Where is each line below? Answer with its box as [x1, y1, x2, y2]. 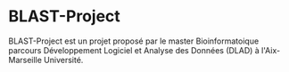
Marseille [8, 54, 42, 65]
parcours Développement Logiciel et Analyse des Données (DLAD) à [8, 44, 260, 55]
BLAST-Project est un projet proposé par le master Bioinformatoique [8, 36, 260, 46]
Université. [43, 54, 84, 65]
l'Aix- [260, 44, 281, 55]
